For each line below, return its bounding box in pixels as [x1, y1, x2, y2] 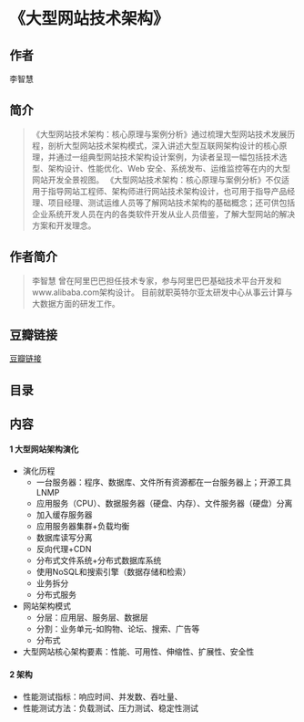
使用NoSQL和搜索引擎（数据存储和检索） [35, 567, 191, 578]
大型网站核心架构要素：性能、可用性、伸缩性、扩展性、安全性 [22, 646, 255, 657]
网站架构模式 [22, 601, 71, 612]
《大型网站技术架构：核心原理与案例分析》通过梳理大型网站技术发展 [31, 129, 288, 140]
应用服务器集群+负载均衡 [35, 521, 130, 532]
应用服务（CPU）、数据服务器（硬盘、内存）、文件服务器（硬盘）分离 [35, 498, 293, 509]
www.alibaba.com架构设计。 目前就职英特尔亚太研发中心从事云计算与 [31, 287, 293, 298]
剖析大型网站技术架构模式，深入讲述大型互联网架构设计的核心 [47, 140, 279, 151]
